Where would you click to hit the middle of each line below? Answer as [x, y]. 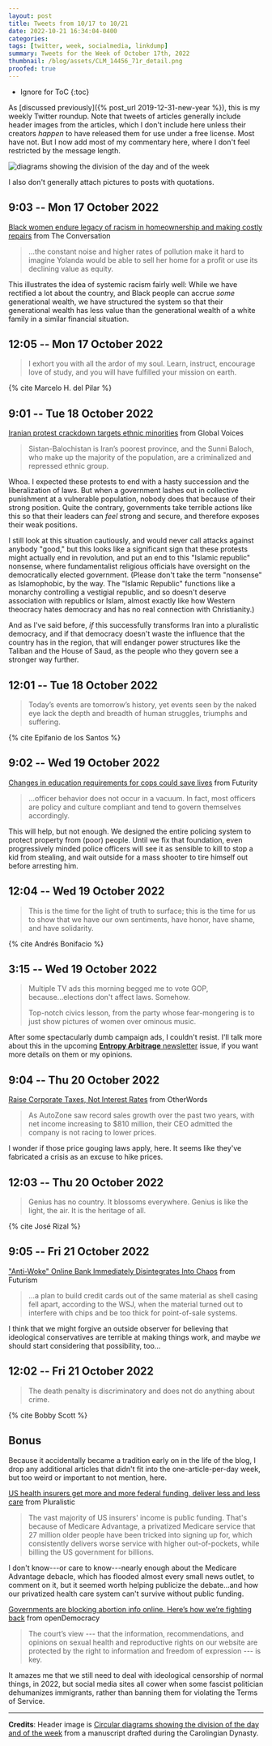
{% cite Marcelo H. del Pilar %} [60, 388]
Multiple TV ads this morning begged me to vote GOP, [118, 989]
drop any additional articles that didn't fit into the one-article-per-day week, [134, 1469]
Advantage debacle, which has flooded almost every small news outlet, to [132, 1576]
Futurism [23, 1280]
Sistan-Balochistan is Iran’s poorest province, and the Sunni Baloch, [141, 449]
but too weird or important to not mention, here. [88, 1478]
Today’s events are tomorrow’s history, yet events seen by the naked [142, 705]
